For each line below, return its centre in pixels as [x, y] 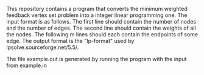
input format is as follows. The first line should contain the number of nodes [101, 21]
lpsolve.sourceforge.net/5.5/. [43, 47]
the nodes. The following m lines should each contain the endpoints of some [102, 34]
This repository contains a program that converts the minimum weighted [97, 9]
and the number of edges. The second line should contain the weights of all [101, 28]
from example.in [27, 65]
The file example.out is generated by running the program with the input [97, 59]
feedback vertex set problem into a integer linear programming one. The [97, 15]
